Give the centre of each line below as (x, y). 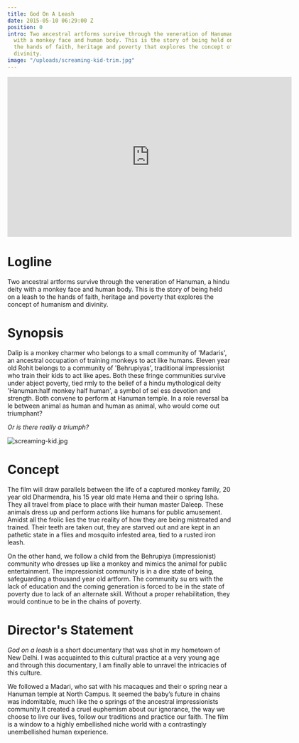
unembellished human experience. (58, 732)
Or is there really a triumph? (48, 427)
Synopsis (36, 333)
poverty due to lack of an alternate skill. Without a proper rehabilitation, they (119, 594)
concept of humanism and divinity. (58, 304)
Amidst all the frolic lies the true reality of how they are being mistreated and (119, 520)
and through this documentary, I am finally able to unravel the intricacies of (117, 665)
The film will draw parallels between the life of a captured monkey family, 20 (119, 489)
